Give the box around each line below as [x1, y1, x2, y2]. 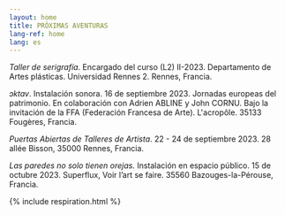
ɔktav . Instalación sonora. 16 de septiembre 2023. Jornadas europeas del [9, 88, 276, 99]
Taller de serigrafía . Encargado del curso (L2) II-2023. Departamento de [9, 62, 272, 73]
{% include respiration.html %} [9, 196, 122, 207]
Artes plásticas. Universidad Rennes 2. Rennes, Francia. [9, 72, 213, 82]
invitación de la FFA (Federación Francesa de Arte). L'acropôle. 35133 [9, 107, 262, 118]
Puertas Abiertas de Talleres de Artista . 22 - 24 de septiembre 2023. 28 [9, 134, 272, 144]
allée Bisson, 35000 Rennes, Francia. [9, 143, 144, 154]
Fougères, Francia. [9, 117, 78, 127]
